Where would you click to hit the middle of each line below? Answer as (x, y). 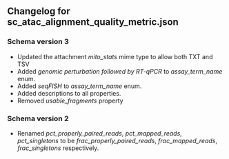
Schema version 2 (38, 118)
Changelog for (39, 11)
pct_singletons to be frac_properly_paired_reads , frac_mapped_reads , (117, 140)
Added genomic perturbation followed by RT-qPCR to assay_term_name (120, 71)
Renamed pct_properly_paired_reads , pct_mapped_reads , (100, 133)
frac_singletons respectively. (58, 148)
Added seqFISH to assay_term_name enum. (79, 86)
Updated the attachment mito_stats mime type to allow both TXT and (115, 56)
